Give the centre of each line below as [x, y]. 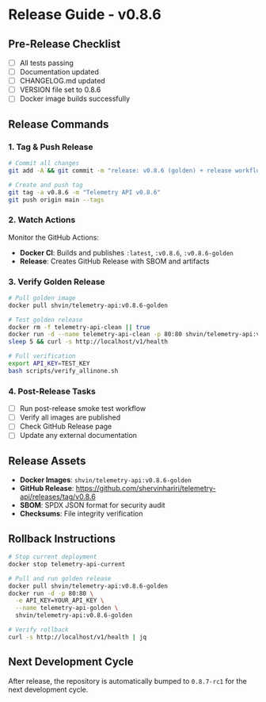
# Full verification [42, 356]
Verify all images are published [70, 417]
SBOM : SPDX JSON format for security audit [92, 505]
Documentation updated [59, 72]
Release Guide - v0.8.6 [85, 15]
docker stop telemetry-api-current [67, 564]
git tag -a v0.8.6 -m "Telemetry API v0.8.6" [84, 192]
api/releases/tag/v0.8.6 [58, 497]
